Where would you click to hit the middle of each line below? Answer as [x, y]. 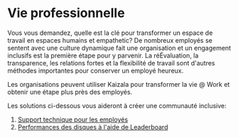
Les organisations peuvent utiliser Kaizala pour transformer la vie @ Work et [119, 84]
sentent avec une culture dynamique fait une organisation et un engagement [119, 48]
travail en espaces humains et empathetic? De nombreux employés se [110, 40]
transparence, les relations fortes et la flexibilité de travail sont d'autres [111, 63]
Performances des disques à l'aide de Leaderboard [93, 127]
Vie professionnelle [66, 13]
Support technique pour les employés [73, 120]
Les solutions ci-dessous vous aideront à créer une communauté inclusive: [117, 105]
